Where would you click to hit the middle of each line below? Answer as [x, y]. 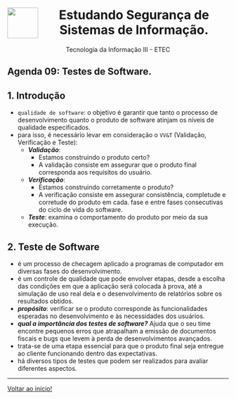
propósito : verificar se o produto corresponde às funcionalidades [112, 308]
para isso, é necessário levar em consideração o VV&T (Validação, [112, 135]
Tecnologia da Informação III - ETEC [118, 49]
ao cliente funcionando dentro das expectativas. [87, 353]
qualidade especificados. [54, 127]
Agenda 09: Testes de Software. [80, 71]
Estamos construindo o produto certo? [94, 158]
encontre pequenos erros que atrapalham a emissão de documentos [117, 331]
